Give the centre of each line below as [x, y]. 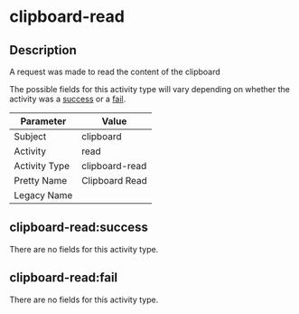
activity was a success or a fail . [68, 99]
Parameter [43, 121]
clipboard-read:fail [64, 278]
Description [43, 50]
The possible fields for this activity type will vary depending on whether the [150, 89]
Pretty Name [41, 181]
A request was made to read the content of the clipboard [115, 71]
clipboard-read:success [79, 228]
